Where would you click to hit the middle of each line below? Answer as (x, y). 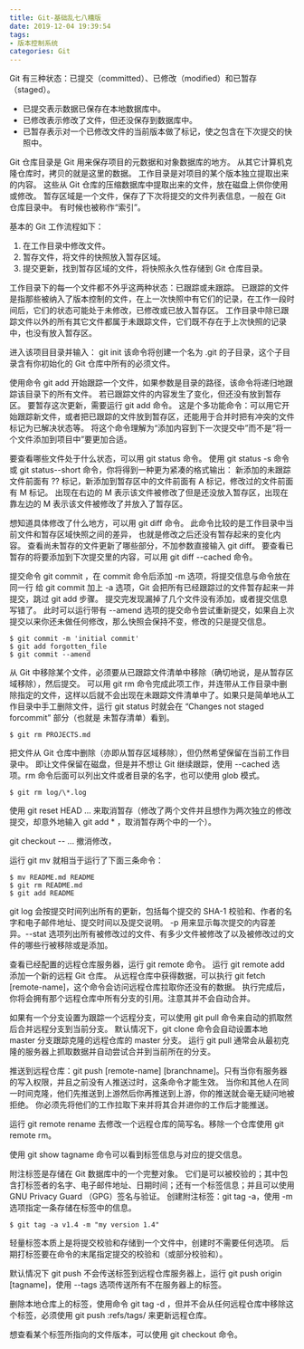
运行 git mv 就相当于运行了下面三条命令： (87, 860)
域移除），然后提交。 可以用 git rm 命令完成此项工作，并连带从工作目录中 (145, 684)
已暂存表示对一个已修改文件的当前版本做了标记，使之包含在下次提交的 (153, 131)
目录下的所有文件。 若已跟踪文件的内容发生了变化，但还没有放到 (145, 394)
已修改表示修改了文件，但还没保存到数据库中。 (109, 120)
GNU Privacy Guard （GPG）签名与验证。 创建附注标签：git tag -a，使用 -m (151, 1197)
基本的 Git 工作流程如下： (57, 226)
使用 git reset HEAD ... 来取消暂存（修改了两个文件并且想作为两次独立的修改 (151, 810)
